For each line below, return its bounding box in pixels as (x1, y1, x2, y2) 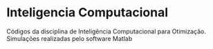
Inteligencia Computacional (6, 5, 169, 20)
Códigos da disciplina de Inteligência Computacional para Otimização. (6, 27, 207, 35)
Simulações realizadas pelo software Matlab (6, 34, 133, 42)
